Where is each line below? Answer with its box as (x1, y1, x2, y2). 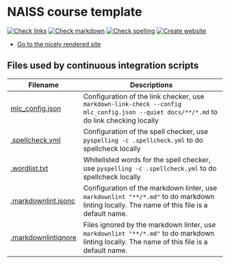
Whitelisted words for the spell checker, (83, 155, 211, 164)
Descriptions (129, 80, 173, 90)
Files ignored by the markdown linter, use (83, 220, 216, 229)
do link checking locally (83, 116, 159, 125)
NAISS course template (7, 4, 142, 20)
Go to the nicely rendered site (16, 40, 101, 48)
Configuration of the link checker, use (83, 92, 205, 101)
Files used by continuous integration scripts (7, 60, 199, 72)
